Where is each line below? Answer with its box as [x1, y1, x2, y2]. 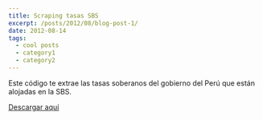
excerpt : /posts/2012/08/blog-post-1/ [8, 19, 138, 27]
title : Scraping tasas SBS [8, 11, 99, 20]
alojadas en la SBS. [8, 86, 72, 96]
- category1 [15, 49, 56, 57]
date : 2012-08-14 [8, 26, 67, 34]
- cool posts [15, 42, 60, 50]
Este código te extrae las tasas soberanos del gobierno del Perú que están [8, 78, 256, 88]
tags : [8, 34, 27, 42]
